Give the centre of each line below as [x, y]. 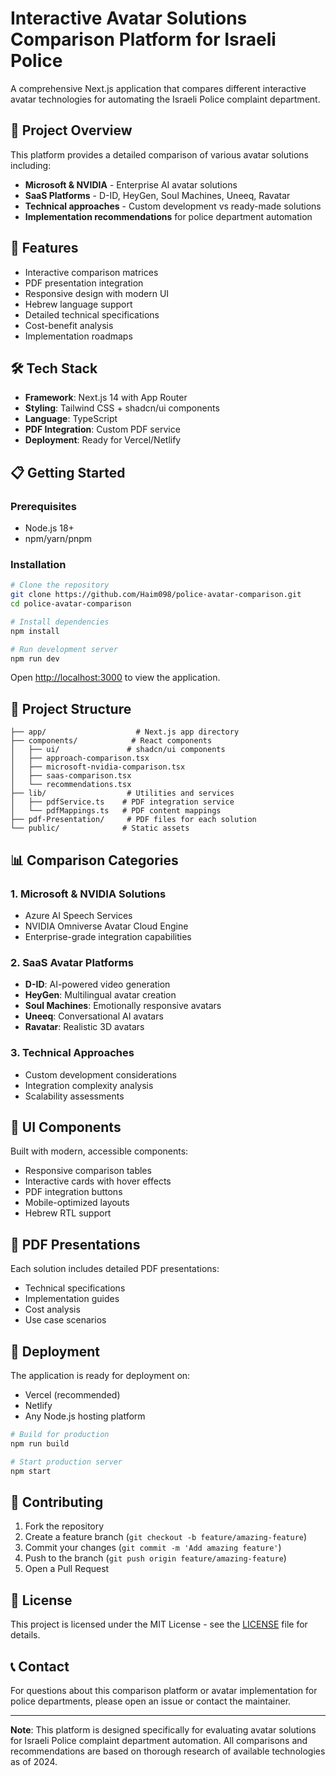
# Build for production [60, 1435]
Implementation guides [72, 1299]
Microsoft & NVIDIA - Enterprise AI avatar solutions [131, 184]
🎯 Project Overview [71, 130]
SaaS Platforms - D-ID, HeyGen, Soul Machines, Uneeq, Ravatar [157, 195]
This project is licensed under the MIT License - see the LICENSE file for [159, 1624]
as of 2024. [34, 1761]
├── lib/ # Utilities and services [122, 793]
